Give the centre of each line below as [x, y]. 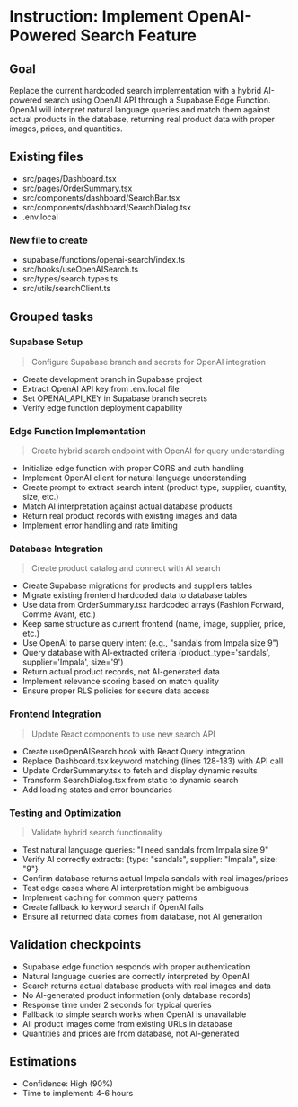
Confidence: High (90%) [68, 1083]
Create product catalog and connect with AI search [126, 568]
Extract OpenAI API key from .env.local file [101, 388]
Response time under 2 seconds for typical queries [117, 1004]
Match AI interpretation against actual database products [127, 506]
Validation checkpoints [75, 945]
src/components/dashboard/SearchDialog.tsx [106, 207]
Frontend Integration [55, 714]
